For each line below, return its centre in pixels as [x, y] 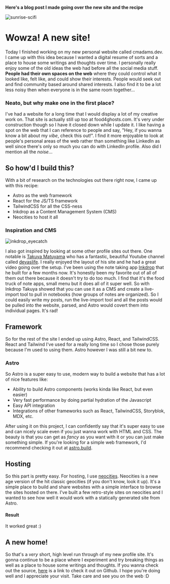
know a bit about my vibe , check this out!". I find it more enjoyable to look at [84, 136]
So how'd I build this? [40, 168]
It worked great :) [23, 526]
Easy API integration [34, 406]
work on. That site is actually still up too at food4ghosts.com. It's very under [85, 120]
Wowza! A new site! [48, 38]
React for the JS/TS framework [45, 201]
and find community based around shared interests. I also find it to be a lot [83, 84]
